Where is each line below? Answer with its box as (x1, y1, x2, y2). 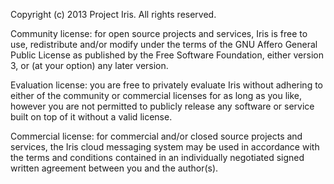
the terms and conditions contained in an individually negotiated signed (10, 152, 305, 163)
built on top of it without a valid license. (10, 111, 173, 123)
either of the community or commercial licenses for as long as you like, (10, 90, 303, 101)
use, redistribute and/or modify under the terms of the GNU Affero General (10, 39, 318, 50)
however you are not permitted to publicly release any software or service (10, 100, 315, 112)
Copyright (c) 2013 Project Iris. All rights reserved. (10, 9, 217, 20)
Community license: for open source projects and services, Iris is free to (10, 28, 308, 39)
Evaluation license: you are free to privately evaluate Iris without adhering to (10, 79, 323, 91)
